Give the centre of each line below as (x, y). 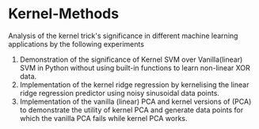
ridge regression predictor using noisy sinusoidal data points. (120, 93)
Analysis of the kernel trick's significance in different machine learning (123, 36)
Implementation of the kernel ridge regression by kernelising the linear (134, 85)
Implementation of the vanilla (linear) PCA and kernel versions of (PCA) (135, 101)
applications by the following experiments (76, 44)
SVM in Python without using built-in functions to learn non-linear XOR (135, 67)
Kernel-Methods (64, 14)
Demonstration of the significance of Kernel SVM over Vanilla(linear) (131, 59)
